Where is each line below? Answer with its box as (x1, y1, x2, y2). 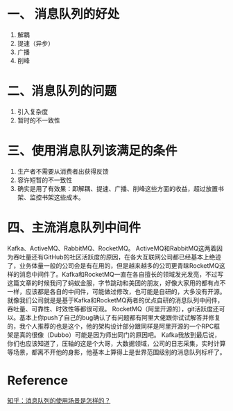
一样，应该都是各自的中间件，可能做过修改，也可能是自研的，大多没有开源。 (7, 287, 226, 295)
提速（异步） (17, 39, 54, 47)
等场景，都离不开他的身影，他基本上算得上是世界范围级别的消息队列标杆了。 (7, 347, 226, 356)
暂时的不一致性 (17, 116, 60, 125)
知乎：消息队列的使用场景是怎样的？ (7, 396, 111, 405)
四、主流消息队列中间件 (7, 220, 141, 235)
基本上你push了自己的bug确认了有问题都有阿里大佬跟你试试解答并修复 (19, 313, 221, 322)
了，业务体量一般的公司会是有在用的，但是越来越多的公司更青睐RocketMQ (7, 261, 220, 270)
